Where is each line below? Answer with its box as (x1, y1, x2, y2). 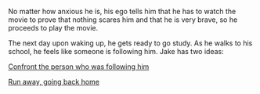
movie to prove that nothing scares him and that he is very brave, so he (8, 15, 238, 24)
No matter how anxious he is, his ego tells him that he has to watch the (8, 7, 237, 16)
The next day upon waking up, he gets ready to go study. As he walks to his (8, 38, 253, 48)
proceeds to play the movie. (8, 23, 99, 32)
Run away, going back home (8, 78, 100, 86)
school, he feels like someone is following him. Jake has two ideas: (8, 47, 225, 56)
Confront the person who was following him (8, 62, 150, 71)
